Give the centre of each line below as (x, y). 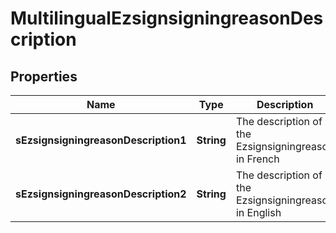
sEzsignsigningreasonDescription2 (101, 194)
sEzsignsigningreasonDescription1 (101, 140)
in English (258, 212)
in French (257, 159)
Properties (44, 76)
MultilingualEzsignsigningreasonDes (167, 18)
